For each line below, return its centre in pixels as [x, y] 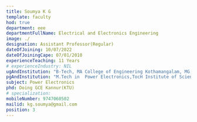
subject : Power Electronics [40, 83]
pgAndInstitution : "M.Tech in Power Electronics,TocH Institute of [91, 77]
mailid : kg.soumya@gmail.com [42, 104]
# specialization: [28, 93]
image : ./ [18, 39]
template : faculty [28, 17]
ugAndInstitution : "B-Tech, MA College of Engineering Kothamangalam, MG [98, 72]
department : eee [26, 28]
